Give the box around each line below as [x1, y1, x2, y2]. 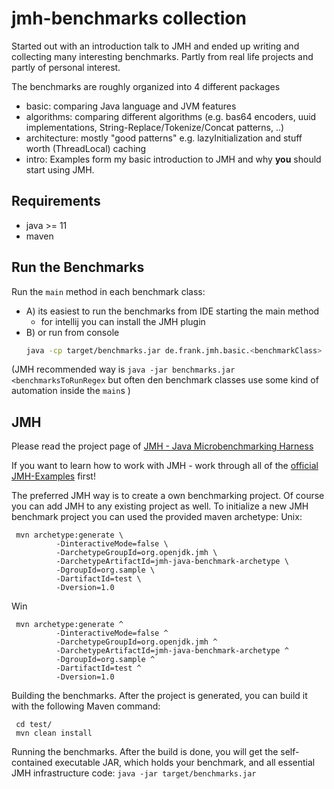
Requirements [11, 193, 101, 210]
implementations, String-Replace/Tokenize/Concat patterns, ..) [25, 121, 285, 133]
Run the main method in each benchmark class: [11, 285, 206, 297]
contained [11, 757, 53, 769]
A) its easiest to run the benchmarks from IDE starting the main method [25, 305, 320, 317]
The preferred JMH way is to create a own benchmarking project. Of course [11, 490, 325, 502]
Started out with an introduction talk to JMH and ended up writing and [11, 40, 300, 52]
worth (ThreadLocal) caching [25, 142, 147, 154]
